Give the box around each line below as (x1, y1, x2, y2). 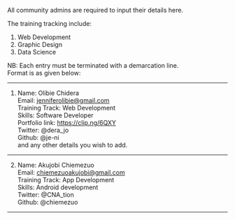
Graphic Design (17, 41, 63, 48)
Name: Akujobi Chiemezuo (17, 161, 94, 169)
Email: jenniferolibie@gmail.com (17, 96, 110, 104)
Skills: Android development (17, 183, 99, 191)
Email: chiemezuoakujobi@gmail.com (17, 168, 125, 177)
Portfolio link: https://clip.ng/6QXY (17, 119, 117, 126)
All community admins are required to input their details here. (7, 6, 184, 14)
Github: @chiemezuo (17, 198, 78, 206)
